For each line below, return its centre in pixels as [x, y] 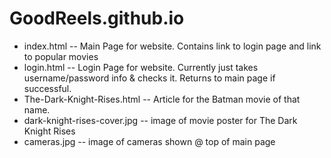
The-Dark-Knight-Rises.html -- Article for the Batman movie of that [162, 99]
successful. [47, 88]
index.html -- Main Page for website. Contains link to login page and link [172, 46]
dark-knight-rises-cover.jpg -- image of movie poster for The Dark [160, 120]
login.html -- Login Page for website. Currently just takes [141, 67]
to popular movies [61, 56]
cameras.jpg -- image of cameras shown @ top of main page [149, 141]
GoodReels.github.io [97, 18]
